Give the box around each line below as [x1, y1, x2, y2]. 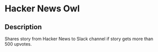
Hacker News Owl [4, 3, 80, 14]
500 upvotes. [4, 41, 32, 47]
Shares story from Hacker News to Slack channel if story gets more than [4, 36, 154, 42]
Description [4, 23, 42, 31]
